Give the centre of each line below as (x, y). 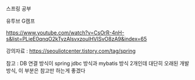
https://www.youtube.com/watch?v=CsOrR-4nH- (65, 33)
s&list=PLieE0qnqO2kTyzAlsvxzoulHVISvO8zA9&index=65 (76, 39)
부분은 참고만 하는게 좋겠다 (55, 71)
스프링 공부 (19, 8)
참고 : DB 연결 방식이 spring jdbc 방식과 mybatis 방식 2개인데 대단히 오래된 (92, 63)
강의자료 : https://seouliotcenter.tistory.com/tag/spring (71, 51)
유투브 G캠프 (20, 21)
